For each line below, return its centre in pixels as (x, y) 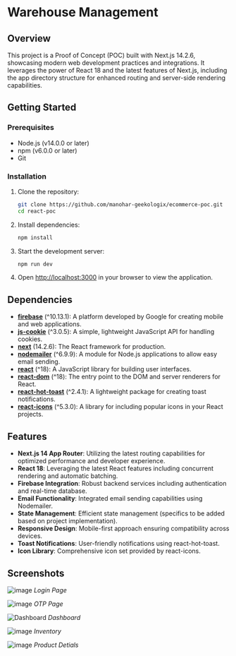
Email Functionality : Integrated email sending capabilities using (110, 499)
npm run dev (35, 264)
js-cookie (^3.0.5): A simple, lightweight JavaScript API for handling (116, 332)
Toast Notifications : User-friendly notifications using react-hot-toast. (118, 544)
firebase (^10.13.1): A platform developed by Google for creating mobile (120, 317)
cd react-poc (37, 211)
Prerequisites (31, 128)
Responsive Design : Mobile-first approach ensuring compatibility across (123, 529)
